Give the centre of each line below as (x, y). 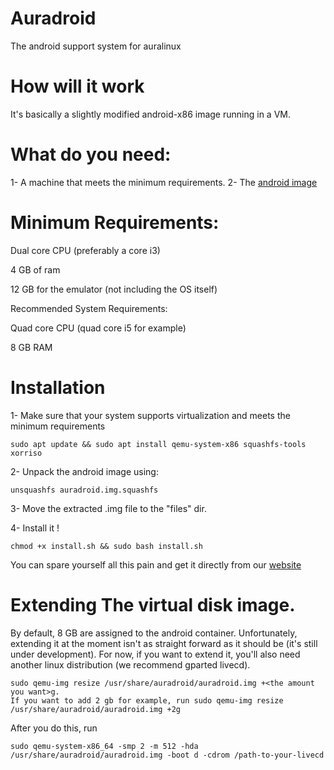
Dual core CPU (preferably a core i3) (85, 250)
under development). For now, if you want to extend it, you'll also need (155, 654)
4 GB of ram (35, 269)
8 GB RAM (31, 347)
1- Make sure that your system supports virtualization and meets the (150, 415)
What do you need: (91, 154)
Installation (58, 387)
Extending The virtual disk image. (153, 604)
